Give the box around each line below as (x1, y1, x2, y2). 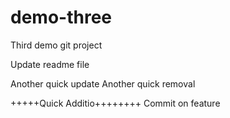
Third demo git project (10, 39, 103, 51)
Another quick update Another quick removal (10, 77, 196, 90)
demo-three (10, 6, 112, 29)
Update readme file (10, 58, 90, 70)
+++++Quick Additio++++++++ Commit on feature (10, 97, 221, 109)
